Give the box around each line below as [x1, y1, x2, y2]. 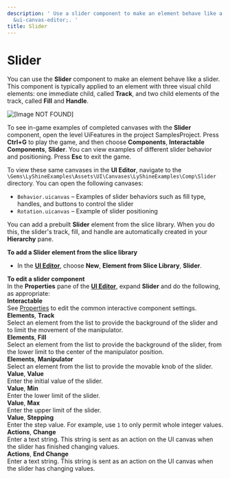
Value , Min [7, 384, 39, 393]
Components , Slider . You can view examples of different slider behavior [7, 145, 212, 154]
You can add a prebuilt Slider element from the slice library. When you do [7, 220, 215, 229]
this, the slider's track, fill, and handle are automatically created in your [7, 228, 208, 236]
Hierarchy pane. [7, 235, 54, 244]
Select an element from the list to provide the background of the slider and [7, 318, 218, 327]
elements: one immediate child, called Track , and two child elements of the [7, 90, 220, 98]
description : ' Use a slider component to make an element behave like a [7, 10, 223, 17]
